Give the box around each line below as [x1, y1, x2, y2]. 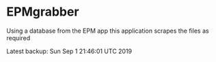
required [6, 33, 31, 42]
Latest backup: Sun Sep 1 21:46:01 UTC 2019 [6, 47, 133, 55]
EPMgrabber [6, 4, 79, 20]
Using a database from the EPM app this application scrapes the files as [6, 27, 209, 35]
